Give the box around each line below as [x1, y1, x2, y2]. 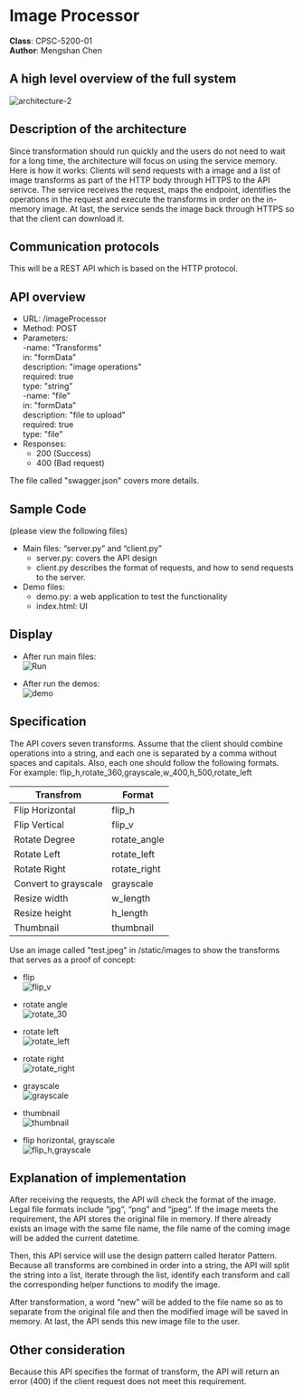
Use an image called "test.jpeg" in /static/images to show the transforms [9, 944, 280, 955]
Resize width [14, 892, 69, 904]
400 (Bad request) [35, 458, 106, 469]
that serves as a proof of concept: [9, 954, 137, 965]
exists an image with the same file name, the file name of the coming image [9, 1223, 291, 1234]
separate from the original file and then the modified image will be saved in [9, 1306, 289, 1317]
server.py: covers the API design [35, 553, 158, 563]
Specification [9, 714, 87, 730]
